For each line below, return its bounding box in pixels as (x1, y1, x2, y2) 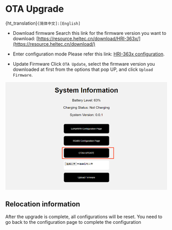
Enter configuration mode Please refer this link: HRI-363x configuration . (12, 51, 165, 57)
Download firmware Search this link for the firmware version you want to (12, 30, 167, 36)
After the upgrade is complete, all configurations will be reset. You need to (5, 214, 163, 220)
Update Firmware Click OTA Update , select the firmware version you (12, 61, 155, 67)
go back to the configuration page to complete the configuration (5, 219, 141, 225)
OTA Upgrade (5, 3, 64, 15)
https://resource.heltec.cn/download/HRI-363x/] (37, 35, 141, 42)
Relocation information (5, 200, 81, 208)
